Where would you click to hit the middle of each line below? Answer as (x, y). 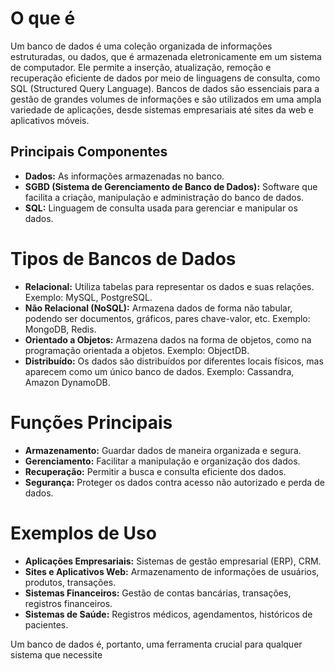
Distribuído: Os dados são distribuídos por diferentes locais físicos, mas (174, 361)
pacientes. (46, 624)
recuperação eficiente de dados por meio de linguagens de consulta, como (165, 78)
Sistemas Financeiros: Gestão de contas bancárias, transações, (158, 593)
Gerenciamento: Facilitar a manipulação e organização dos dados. (162, 461)
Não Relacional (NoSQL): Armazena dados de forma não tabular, (158, 308)
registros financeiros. (68, 603)
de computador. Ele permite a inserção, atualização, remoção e (141, 67)
